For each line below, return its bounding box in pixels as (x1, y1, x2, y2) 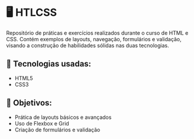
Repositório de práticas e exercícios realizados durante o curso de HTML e (6, 29, 189, 37)
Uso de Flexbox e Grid (14, 120, 69, 127)
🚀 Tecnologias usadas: (6, 59, 92, 69)
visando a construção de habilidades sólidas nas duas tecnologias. (6, 42, 170, 49)
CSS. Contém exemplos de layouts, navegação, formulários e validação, (6, 35, 182, 42)
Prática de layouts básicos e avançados (14, 114, 112, 121)
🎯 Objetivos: (6, 98, 52, 108)
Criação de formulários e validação (14, 126, 101, 133)
